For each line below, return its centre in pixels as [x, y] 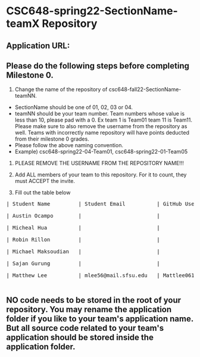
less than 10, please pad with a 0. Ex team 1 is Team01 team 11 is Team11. [103, 120]
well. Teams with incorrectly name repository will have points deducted [102, 133]
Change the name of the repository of [61, 89]
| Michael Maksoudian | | [83, 252]
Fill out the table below [43, 193]
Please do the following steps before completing [98, 66]
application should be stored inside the [80, 337]
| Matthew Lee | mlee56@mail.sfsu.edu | [83, 276]
